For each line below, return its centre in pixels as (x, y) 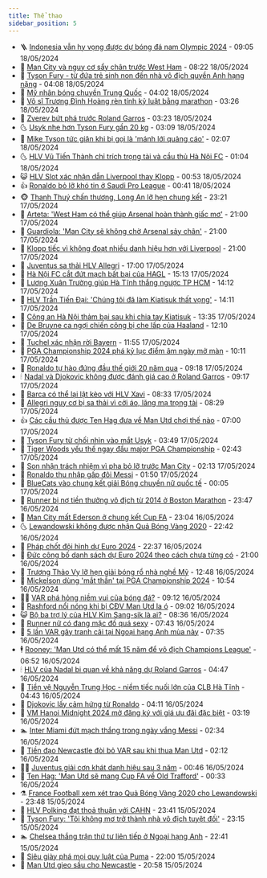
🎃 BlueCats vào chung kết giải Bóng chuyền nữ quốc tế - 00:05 (124, 482)
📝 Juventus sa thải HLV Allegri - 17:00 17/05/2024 (102, 265)
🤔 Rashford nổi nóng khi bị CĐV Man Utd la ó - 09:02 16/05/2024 (127, 606)
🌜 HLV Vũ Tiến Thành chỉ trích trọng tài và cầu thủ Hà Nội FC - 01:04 (134, 156)
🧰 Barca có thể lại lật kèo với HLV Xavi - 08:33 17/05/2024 (115, 394)
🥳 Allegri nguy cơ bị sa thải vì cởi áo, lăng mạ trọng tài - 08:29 (122, 402)
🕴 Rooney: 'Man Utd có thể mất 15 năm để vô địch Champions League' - (138, 649)
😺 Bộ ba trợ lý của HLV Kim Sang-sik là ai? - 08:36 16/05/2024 (124, 614)
